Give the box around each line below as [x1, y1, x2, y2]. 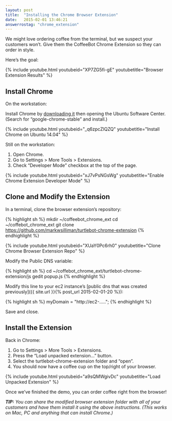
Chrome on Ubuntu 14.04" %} [5, 131, 68, 138]
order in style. [5, 47, 35, 53]
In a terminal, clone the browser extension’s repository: [5, 206, 122, 212]
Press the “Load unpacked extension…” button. [12, 352, 113, 358]
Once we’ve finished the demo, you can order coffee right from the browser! [5, 389, 167, 395]
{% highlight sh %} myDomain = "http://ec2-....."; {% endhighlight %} [5, 298, 152, 304]
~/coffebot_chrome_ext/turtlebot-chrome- [53, 267, 142, 274]
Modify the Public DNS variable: [5, 258, 73, 264]
